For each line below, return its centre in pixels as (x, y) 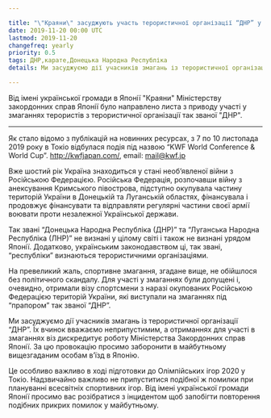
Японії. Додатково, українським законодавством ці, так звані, (116, 246)
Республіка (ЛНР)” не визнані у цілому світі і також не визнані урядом (130, 238)
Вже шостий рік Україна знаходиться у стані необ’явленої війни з (121, 171)
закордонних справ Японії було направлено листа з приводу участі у (128, 107)
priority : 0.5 (32, 53)
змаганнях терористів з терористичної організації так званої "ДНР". (125, 115)
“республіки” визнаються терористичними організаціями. (108, 255)
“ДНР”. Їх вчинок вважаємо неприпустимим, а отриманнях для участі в (132, 329)
